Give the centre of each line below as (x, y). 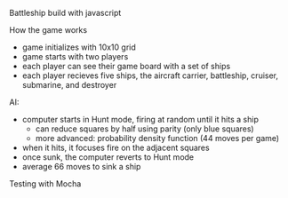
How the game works (48, 30)
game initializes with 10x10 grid (79, 47)
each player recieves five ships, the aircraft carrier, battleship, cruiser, (150, 75)
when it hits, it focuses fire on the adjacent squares (116, 147)
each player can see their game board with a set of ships (126, 66)
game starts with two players (75, 56)
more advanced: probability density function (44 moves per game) (157, 138)
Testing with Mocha (45, 184)
